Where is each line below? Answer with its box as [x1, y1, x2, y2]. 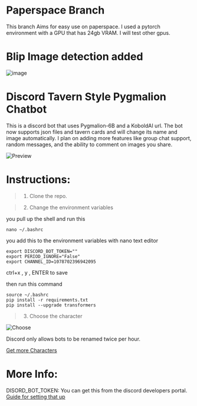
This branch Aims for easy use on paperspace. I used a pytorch [6, 23, 161, 30]
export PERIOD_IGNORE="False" [6, 253, 81, 259]
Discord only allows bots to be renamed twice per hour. [6, 335, 140, 342]
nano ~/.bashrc [6, 226, 44, 233]
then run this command [6, 280, 63, 288]
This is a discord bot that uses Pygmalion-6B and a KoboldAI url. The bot [6, 122, 183, 129]
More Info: [6, 367, 58, 381]
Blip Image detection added [6, 50, 143, 64]
